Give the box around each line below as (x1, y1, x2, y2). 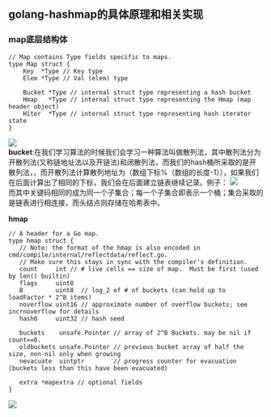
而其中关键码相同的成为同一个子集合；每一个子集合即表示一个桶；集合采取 (8, 187, 256, 197)
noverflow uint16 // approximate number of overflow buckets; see (19, 300, 248, 308)
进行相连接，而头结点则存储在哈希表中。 (29, 198, 164, 207)
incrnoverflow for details (8, 307, 100, 316)
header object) (8, 102, 60, 111)
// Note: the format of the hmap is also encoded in (19, 244, 201, 252)
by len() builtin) (8, 272, 70, 280)
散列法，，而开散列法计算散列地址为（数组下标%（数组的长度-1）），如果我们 (8, 167, 259, 177)
